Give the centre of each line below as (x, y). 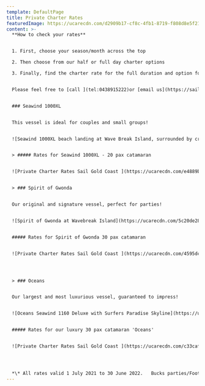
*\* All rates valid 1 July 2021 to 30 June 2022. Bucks (88, 373)
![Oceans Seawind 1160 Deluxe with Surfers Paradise (80, 314)
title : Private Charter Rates (45, 18)
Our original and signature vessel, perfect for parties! (87, 204)
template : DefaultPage (35, 12)
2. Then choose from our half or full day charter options (88, 62)
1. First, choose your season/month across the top (79, 51)
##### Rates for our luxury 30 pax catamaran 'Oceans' (83, 330)
